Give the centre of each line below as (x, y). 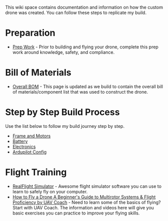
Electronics (24, 146)
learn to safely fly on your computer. (50, 191)
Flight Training (36, 172)
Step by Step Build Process (63, 112)
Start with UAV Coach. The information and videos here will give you (83, 207)
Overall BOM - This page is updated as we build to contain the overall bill (88, 86)
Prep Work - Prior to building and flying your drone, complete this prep (86, 47)
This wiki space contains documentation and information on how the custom (84, 7)
